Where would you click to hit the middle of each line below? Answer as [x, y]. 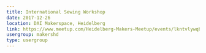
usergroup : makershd [33, 35]
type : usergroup [27, 40]
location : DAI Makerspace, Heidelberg [56, 23]
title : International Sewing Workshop [56, 12]
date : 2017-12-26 [29, 18]
